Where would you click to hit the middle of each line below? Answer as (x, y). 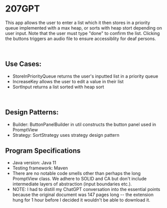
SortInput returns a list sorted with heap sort (58, 87)
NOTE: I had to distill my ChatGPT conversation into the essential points (86, 189)
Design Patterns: (32, 113)
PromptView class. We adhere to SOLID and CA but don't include (79, 179)
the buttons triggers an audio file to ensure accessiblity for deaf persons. (81, 39)
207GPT (23, 9)
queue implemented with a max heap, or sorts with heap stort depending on (83, 28)
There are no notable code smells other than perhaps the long (76, 173)
